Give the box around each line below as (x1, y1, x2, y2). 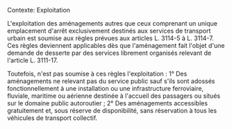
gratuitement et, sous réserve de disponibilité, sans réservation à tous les (7, 107, 217, 114)
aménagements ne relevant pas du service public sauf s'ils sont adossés (7, 77, 215, 85)
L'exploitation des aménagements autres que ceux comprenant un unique (7, 19, 217, 27)
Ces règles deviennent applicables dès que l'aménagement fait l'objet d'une (7, 42, 225, 49)
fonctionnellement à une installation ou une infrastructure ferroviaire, (7, 85, 204, 92)
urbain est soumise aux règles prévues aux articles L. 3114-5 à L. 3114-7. (7, 34, 214, 42)
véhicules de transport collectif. (7, 114, 98, 122)
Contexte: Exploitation (7, 6, 71, 14)
